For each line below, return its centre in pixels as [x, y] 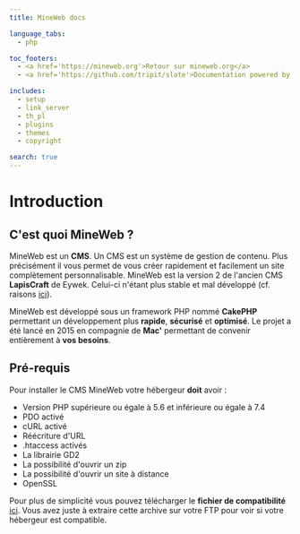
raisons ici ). [30, 294]
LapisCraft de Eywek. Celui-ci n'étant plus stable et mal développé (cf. [140, 284]
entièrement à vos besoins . [60, 340]
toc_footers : [34, 58]
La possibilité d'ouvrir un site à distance [95, 474]
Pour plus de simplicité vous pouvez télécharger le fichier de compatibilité [148, 500]
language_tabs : [38, 34]
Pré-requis [40, 368]
